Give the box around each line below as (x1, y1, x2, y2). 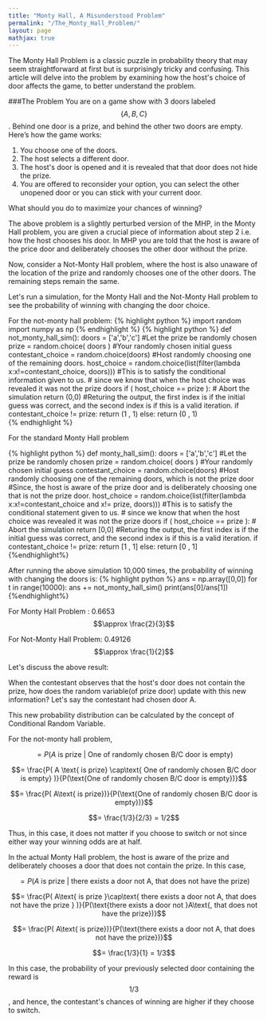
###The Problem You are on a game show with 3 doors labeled (8, 97, 216, 106)
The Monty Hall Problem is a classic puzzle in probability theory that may (8, 56, 249, 65)
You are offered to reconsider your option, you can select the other (19, 179, 240, 189)
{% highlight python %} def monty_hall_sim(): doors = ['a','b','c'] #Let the (8, 448, 247, 459)
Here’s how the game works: (8, 130, 102, 140)
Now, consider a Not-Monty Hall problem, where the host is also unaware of (8, 260, 257, 270)
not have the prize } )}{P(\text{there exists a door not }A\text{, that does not (10, 901, 258, 910)
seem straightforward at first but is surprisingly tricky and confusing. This (8, 65, 249, 74)
